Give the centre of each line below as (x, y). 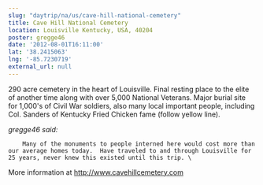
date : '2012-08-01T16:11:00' (56, 45)
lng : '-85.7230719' (40, 60)
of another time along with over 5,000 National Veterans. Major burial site (127, 97)
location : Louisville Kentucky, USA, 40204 (81, 30)
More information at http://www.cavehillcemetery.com (96, 172)
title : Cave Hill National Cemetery (68, 23)
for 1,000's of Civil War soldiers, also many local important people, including (131, 105)
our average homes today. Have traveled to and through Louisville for (130, 150)
